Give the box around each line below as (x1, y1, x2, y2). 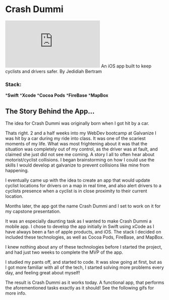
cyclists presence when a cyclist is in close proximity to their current (5, 188, 147, 194)
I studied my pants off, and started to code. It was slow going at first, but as (5, 259, 162, 265)
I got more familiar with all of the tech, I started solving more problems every (5, 264, 164, 270)
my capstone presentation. (5, 208, 61, 214)
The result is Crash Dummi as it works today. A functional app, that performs (5, 279, 164, 285)
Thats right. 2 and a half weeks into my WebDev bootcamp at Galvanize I (5, 130, 156, 136)
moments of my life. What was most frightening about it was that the (5, 141, 148, 147)
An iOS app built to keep (100, 63, 152, 69)
